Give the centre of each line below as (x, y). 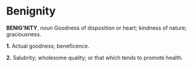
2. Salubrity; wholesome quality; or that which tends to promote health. (95, 57)
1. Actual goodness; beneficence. (48, 46)
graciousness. (24, 34)
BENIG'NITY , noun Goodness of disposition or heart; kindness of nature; (96, 28)
